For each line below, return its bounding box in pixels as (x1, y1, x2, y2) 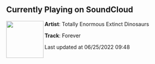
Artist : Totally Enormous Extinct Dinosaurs (44, 20, 150, 27)
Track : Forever (44, 32, 81, 39)
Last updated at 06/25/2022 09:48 (44, 43, 130, 50)
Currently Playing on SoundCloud (6, 5, 134, 15)
